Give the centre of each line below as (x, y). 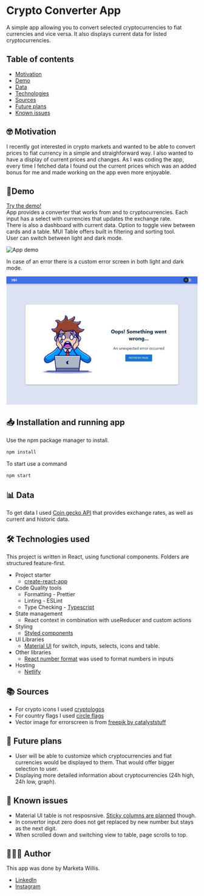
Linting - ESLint (43, 601)
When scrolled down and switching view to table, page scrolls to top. (101, 835)
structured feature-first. (36, 563)
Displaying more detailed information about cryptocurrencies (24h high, (105, 775)
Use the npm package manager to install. (58, 440)
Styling (24, 626)
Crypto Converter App (64, 11)
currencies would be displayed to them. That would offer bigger (95, 762)
